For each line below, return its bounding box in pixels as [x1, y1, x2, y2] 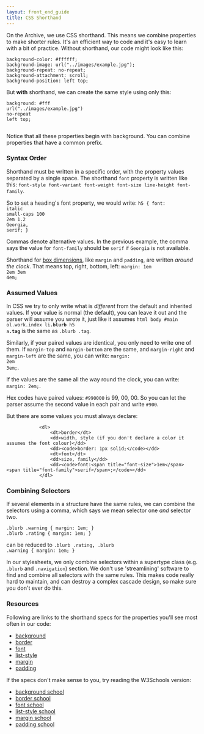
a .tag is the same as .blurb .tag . [6, 328, 92, 335]
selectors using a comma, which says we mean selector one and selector [6, 507, 191, 514]
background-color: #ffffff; [6, 56, 78, 62]
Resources [6, 600, 39, 608]
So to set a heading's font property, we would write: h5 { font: [6, 199, 166, 207]
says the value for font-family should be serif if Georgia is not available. [6, 244, 191, 251]
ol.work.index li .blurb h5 [6, 322, 75, 328]
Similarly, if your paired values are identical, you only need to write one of [6, 339, 191, 347]
